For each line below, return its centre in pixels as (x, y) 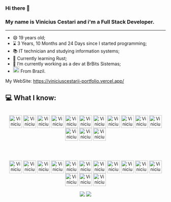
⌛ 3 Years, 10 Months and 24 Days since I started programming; (80, 43)
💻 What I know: (31, 98)
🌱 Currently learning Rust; (40, 59)
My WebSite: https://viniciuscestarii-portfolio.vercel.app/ (65, 81)
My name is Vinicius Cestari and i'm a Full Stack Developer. (80, 21)
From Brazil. (33, 71)
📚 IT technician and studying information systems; (66, 51)
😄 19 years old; (29, 38)
